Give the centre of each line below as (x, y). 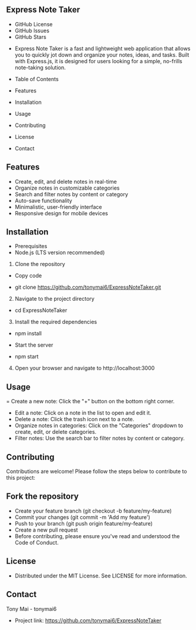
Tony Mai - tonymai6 (31, 609)
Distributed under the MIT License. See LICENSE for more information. (101, 576)
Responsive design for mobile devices (61, 213)
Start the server (34, 345)
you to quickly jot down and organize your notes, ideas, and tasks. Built (102, 55)
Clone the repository (40, 264)
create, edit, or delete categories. (56, 432)
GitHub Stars (30, 37)
